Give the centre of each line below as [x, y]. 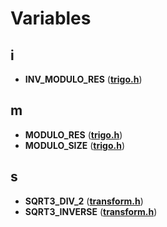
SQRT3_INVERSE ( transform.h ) [91, 211]
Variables [51, 18]
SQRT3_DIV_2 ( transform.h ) [84, 201]
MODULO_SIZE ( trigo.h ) [74, 145]
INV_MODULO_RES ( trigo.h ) [83, 79]
